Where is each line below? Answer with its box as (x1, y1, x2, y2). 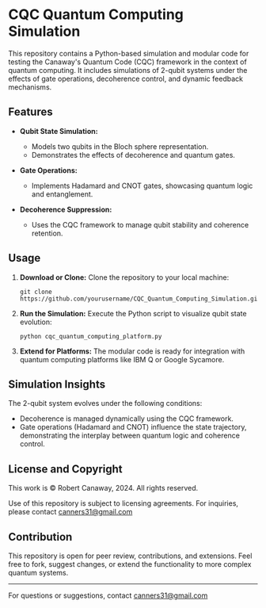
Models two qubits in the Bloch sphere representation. (31, 141, 209, 151)
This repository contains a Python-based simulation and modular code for (8, 48, 249, 58)
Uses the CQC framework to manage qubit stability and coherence (31, 220, 249, 229)
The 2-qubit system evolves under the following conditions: (8, 399, 203, 408)
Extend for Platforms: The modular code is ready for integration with (19, 346, 245, 356)
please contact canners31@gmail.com (8, 507, 133, 517)
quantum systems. (8, 568, 69, 577)
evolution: (19, 317, 53, 327)
